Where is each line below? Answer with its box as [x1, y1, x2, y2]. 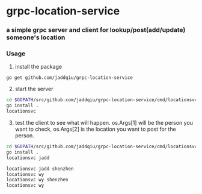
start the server [14, 86, 54, 93]
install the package [14, 63, 62, 70]
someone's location [6, 33, 66, 42]
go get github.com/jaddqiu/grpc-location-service [6, 75, 133, 81]
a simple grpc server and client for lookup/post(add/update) [6, 26, 186, 34]
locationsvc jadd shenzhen [6, 166, 74, 172]
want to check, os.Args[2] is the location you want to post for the [14, 125, 176, 133]
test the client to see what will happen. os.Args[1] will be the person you [14, 119, 194, 127]
